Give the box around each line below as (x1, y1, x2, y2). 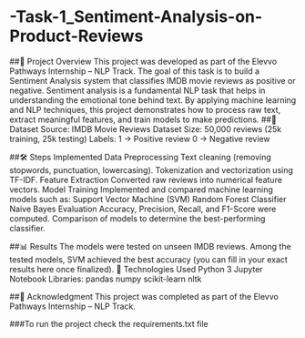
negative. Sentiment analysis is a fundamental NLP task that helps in (9, 85, 266, 96)
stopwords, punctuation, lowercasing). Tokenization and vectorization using (9, 164, 294, 175)
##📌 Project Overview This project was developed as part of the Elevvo (9, 56, 278, 67)
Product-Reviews (9, 26, 144, 46)
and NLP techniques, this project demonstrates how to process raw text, (9, 104, 281, 115)
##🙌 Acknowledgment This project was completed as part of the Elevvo (9, 291, 280, 302)
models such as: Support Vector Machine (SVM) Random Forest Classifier (9, 193, 287, 204)
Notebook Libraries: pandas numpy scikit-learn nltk (9, 273, 202, 284)
